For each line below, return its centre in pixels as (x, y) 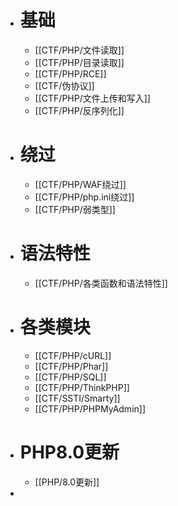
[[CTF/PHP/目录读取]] (79, 62)
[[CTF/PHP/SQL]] (70, 377)
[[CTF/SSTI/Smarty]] (77, 398)
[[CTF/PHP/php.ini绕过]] (84, 197)
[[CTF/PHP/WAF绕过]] (80, 184)
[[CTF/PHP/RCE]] (70, 73)
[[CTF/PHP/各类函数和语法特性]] (101, 283)
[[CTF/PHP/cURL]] (73, 355)
